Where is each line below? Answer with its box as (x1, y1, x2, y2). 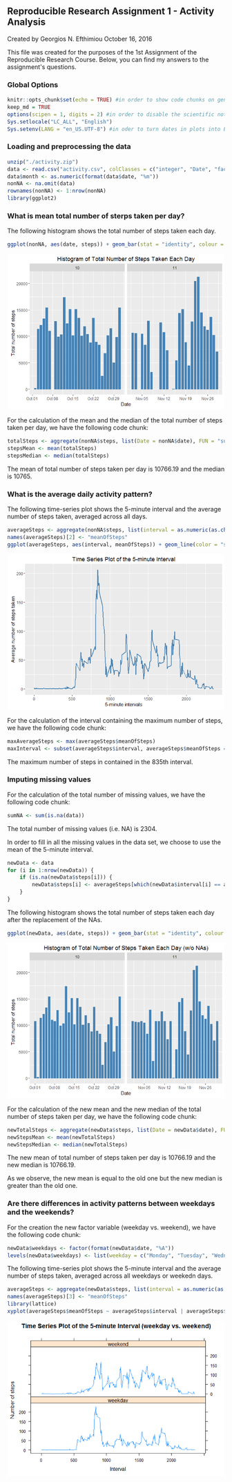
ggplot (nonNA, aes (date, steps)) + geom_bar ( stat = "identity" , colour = (7, 241, 224, 248)
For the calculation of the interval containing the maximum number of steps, (7, 716, 223, 724)
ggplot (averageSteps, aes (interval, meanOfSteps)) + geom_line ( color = (7, 541, 217, 548)
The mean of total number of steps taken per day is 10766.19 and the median (7, 465, 225, 473)
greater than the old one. (7, 1182, 78, 1190)
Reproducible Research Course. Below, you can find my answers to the (7, 55, 209, 64)
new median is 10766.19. (7, 1161, 76, 1169)
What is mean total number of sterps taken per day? (7, 211, 185, 220)
